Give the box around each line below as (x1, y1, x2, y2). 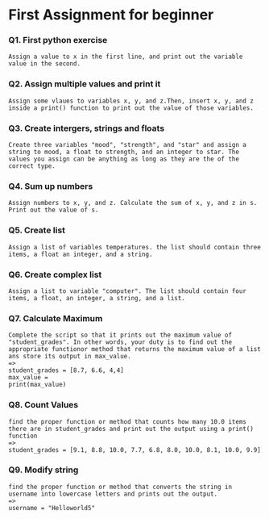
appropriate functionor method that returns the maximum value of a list (8, 345, 262, 354)
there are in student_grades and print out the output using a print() (8, 425, 254, 433)
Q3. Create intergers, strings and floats (8, 123, 165, 134)
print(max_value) (8, 381, 67, 389)
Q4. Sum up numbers (8, 181, 93, 191)
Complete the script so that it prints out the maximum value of (8, 331, 232, 340)
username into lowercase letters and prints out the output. (8, 490, 218, 498)
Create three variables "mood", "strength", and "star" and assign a (8, 141, 247, 149)
